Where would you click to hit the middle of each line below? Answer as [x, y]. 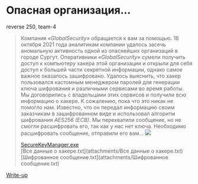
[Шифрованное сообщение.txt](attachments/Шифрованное [94, 157]
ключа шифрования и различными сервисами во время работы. [102, 88]
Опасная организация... [69, 10]
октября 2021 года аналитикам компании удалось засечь [93, 44]
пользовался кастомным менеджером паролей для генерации [100, 82]
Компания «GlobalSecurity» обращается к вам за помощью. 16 [100, 38]
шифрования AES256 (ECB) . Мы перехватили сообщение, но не [101, 120]
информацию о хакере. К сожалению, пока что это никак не [97, 101]
